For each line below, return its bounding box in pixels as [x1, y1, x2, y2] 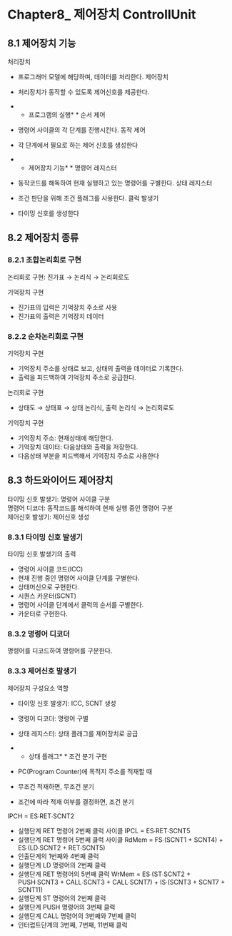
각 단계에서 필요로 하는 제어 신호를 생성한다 [17, 141, 138, 149]
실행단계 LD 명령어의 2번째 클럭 [17, 860, 106, 869]
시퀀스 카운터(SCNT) [17, 591, 77, 600]
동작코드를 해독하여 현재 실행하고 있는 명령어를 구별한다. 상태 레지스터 [17, 179, 213, 187]
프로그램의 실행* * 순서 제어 [28, 111, 106, 118]
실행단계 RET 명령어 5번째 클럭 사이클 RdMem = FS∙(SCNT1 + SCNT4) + [17, 835, 223, 844]
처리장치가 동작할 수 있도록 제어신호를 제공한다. [17, 88, 150, 96]
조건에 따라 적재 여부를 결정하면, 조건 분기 [17, 797, 134, 806]
